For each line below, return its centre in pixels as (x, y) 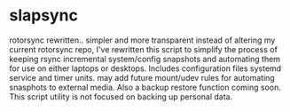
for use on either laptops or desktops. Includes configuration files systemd (145, 68)
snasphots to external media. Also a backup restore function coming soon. (145, 87)
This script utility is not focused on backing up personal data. (121, 96)
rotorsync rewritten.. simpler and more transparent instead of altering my (142, 40)
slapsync (43, 16)
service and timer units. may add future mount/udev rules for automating (142, 77)
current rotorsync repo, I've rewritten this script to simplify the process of (143, 49)
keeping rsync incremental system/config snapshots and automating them (145, 59)
